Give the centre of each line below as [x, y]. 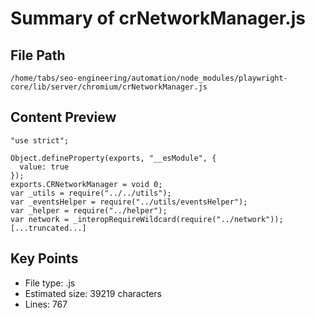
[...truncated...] [48, 228]
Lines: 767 [46, 304]
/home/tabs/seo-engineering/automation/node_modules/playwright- [149, 78]
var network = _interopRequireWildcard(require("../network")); [147, 219]
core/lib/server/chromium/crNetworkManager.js [109, 87]
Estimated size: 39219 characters [93, 293]
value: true [44, 167]
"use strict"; [40, 140]
